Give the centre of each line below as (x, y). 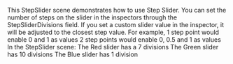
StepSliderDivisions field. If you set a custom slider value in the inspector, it (116, 25)
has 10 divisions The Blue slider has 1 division (73, 54)
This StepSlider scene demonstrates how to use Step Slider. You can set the (117, 10)
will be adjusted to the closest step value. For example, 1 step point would (113, 32)
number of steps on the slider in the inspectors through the (92, 17)
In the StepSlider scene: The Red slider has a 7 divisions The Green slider (113, 47)
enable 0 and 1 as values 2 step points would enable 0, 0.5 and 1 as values (114, 40)
